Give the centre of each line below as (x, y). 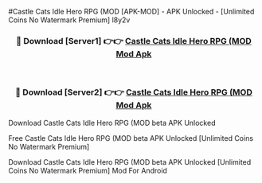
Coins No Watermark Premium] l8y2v (69, 20)
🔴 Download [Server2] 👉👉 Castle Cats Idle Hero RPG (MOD (133, 92)
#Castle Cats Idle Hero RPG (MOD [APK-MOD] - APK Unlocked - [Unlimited (131, 12)
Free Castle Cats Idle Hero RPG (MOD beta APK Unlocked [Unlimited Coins (131, 138)
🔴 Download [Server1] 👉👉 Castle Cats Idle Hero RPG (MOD (134, 41)
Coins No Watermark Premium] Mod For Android (88, 170)
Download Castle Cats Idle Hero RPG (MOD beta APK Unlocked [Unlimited (130, 162)
